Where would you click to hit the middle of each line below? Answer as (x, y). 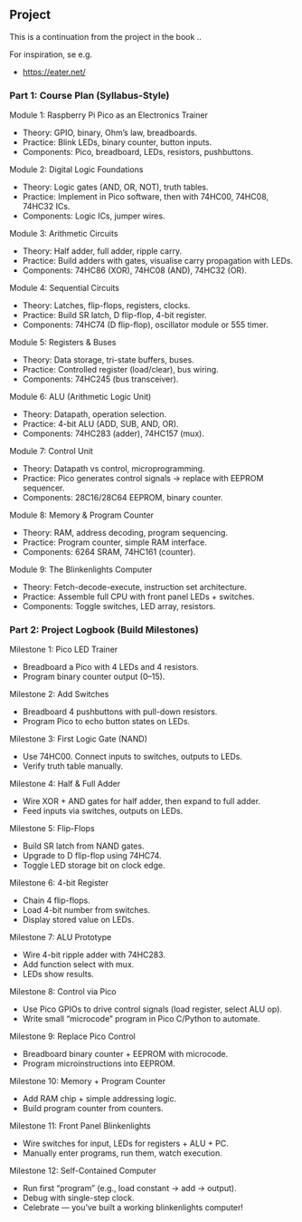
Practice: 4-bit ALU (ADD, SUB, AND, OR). (100, 424)
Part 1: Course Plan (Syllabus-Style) (90, 95)
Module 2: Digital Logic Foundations (76, 170)
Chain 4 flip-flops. (56, 900)
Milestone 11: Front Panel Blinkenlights (80, 1126)
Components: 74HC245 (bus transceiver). (100, 379)
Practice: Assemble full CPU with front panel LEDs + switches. (138, 596)
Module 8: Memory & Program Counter (82, 515)
